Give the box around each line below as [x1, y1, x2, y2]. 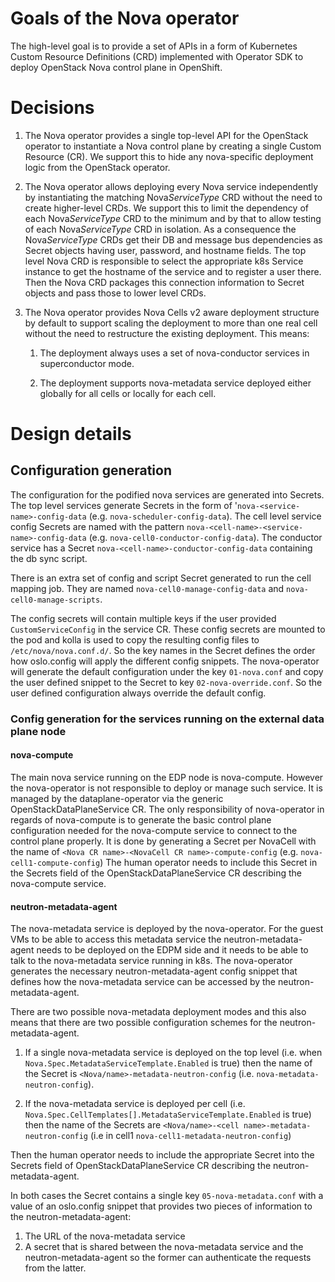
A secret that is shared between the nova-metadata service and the [24, 1241, 304, 1253]
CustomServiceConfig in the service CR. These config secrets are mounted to [10, 623, 326, 635]
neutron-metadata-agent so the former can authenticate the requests [24, 1252, 312, 1264]
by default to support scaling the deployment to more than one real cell [24, 317, 318, 329]
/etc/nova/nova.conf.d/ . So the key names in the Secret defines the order [10, 644, 316, 656]
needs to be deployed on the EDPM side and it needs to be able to [36, 944, 309, 956]
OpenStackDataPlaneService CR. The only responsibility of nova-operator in [10, 803, 325, 815]
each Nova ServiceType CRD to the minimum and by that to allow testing [24, 212, 322, 224]
